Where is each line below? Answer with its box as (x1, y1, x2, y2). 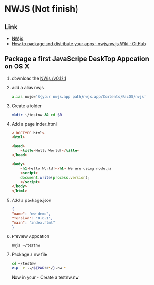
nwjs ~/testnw (11, 243, 40, 248)
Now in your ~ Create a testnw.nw (11, 274, 79, 280)
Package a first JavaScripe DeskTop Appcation (4, 55, 150, 63)
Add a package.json (11, 198, 52, 203)
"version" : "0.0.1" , (11, 216, 53, 220)
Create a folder (11, 103, 42, 109)
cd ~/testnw (11, 261, 36, 266)
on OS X (4, 62, 30, 71)
